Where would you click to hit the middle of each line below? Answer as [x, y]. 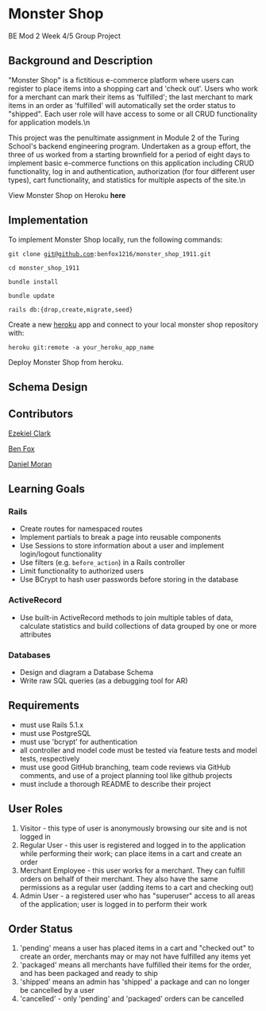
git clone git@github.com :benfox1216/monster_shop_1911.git [110, 254]
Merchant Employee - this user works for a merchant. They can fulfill [132, 870]
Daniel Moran [30, 464]
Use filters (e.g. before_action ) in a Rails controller [102, 563]
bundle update [32, 296]
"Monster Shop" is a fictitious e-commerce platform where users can [121, 79]
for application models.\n [49, 122]
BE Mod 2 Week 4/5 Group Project [65, 36]
